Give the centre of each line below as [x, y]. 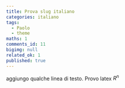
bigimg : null [22, 50]
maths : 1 [17, 39]
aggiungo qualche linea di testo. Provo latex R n [62, 78]
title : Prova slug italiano [40, 11]
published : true [26, 60]
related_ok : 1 [23, 55]
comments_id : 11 [26, 45]
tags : [13, 22]
